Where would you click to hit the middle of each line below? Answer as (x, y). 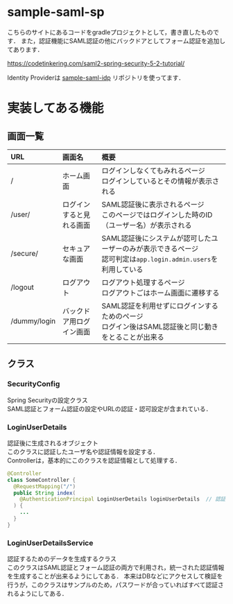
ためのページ (122, 316)
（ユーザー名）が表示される (147, 225)
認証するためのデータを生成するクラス (62, 559)
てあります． (25, 49)
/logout (23, 287)
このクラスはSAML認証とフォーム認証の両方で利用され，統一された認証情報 (116, 568)
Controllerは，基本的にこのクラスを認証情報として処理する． (94, 460)
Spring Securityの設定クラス (48, 400)
